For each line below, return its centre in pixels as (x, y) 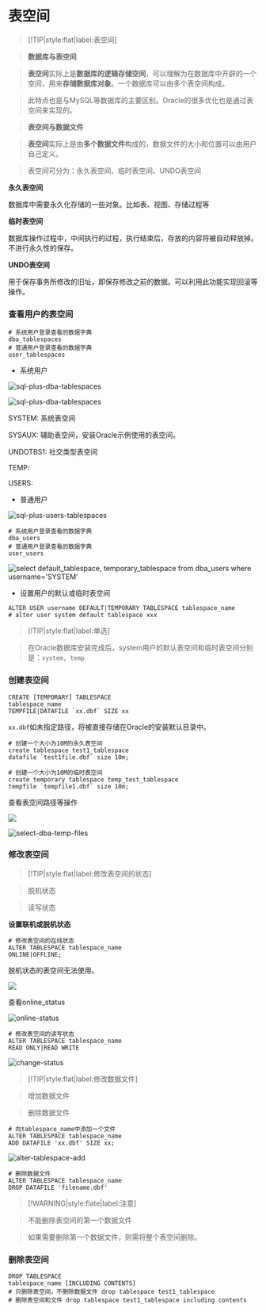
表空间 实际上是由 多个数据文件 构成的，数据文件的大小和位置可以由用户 (142, 144)
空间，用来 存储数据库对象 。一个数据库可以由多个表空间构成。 (128, 83)
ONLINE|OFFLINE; (35, 954)
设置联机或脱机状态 (40, 924)
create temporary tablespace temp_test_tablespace (93, 779)
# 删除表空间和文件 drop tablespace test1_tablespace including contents (127, 1300)
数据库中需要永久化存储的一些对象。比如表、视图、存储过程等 (109, 204)
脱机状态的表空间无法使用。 (53, 970)
